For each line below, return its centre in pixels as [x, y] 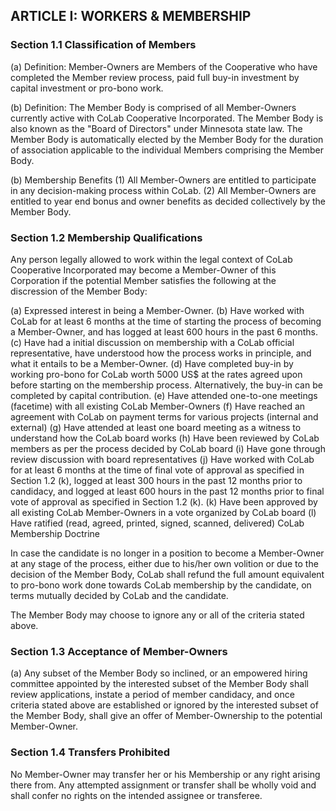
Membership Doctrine [55, 533]
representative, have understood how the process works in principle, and [161, 353]
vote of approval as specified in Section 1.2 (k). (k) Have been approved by [164, 501]
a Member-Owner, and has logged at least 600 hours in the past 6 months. [164, 331]
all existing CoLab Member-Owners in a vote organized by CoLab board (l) [163, 512]
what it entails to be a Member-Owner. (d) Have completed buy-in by [152, 363]
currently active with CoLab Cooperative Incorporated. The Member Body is [167, 118]
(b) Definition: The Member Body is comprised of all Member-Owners [153, 107]
